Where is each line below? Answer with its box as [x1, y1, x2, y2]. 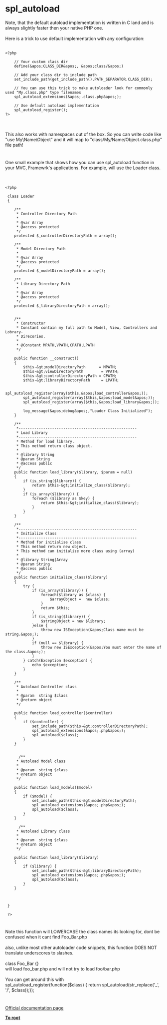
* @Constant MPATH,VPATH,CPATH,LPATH [16, 343, 95, 348]
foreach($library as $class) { [40, 593, 106, 598]
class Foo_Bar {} [5, 960, 39, 966]
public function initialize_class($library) [14, 575, 108, 580]
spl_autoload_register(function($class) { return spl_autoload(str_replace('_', [5, 982, 160, 988]
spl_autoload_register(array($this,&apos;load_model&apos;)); [23, 395, 155, 400]
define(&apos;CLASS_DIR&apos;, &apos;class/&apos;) [14, 64, 124, 69]
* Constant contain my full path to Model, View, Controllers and [16, 325, 157, 330]
